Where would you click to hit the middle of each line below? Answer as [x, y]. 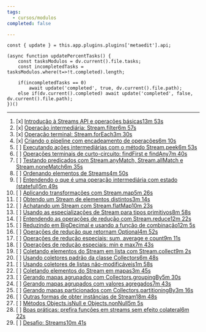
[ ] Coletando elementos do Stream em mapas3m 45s [83, 271]
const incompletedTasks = [51, 67]
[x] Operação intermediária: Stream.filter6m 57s [76, 128]
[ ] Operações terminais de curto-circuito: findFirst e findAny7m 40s [101, 154]
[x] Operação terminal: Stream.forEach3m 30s [74, 135]
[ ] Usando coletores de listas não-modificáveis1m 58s [84, 264]
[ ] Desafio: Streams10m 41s [51, 323]
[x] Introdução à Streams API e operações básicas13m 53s [90, 121]
